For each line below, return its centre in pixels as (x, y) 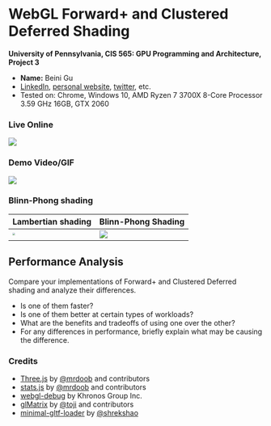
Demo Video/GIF (41, 162)
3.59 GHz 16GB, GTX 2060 (64, 103)
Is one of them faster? (57, 306)
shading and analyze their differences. (72, 290)
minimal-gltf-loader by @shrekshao (79, 412)
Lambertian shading (52, 221)
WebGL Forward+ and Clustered (119, 14)
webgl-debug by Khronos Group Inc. (81, 395)
